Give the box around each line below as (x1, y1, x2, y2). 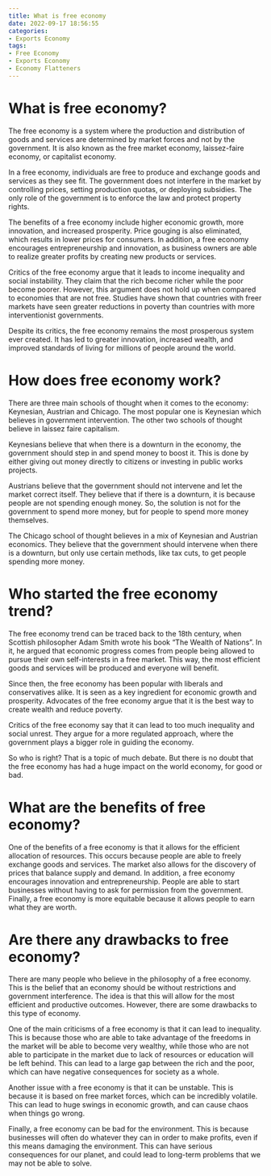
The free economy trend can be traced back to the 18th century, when (8, 628, 242, 638)
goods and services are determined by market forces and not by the (8, 134, 236, 144)
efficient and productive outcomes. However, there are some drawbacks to (8, 1000, 257, 1010)
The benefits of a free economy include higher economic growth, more (8, 217, 244, 227)
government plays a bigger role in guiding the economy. (8, 737, 194, 747)
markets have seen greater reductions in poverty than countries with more (8, 301, 256, 311)
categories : (8, 27, 48, 35)
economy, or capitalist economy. (8, 151, 117, 162)
